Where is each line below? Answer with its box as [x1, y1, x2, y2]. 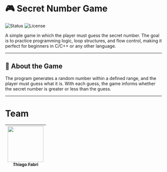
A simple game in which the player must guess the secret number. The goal [5, 32, 160, 38]
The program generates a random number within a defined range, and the [5, 75, 157, 81]
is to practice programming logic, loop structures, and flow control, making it [5, 37, 162, 44]
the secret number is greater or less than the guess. [5, 86, 111, 91]
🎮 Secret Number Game [5, 3, 108, 14]
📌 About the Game [5, 62, 63, 71]
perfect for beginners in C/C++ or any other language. [5, 43, 116, 49]
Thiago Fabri [12, 162, 39, 167]
